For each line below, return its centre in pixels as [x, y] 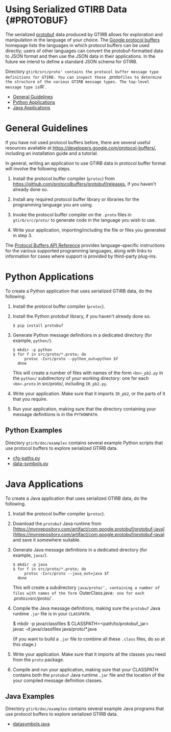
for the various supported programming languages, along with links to [79, 250]
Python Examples [34, 430]
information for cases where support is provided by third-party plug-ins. [81, 256]
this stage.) [25, 644]
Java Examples [30, 696]
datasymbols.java [31, 724]
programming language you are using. [53, 204]
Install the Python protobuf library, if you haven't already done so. [82, 316]
